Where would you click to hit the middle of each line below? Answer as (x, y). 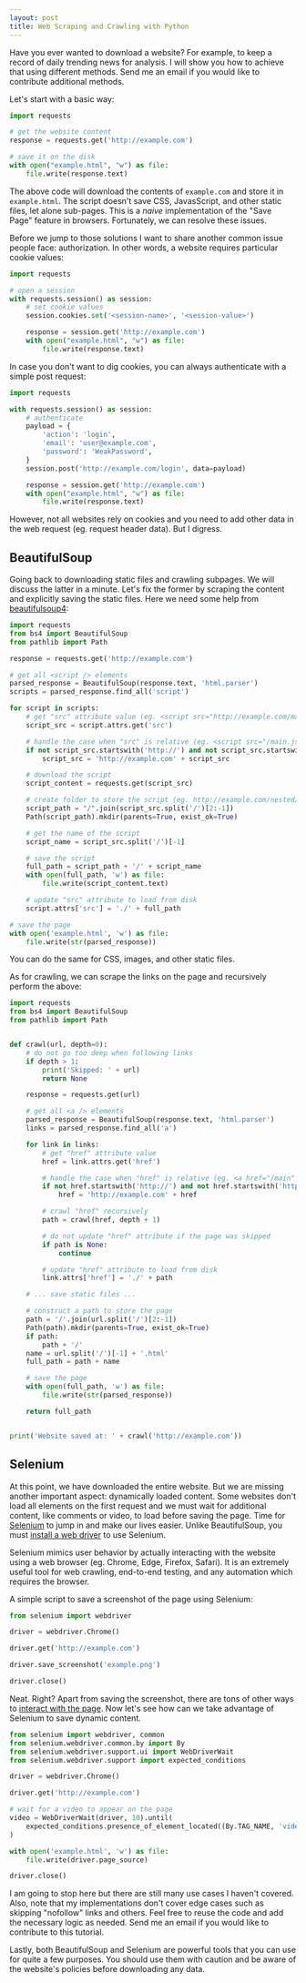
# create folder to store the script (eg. (107, 800)
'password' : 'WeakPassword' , (97, 452)
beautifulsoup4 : (39, 609)
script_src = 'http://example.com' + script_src (136, 758)
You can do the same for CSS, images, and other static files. (122, 959)
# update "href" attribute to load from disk (130, 1270)
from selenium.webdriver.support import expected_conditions (128, 1760)
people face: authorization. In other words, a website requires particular (144, 248)
